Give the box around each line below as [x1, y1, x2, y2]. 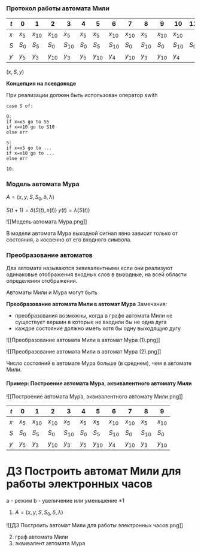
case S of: [6, 103, 33, 109]
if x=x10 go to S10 [6, 124, 55, 130]
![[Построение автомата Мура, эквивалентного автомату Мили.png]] [6, 393, 184, 400]
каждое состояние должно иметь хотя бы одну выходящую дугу [14, 325, 181, 332]
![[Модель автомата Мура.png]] [6, 217, 87, 225]
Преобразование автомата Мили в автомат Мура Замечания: [6, 301, 167, 308]
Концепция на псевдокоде [6, 80, 77, 87]
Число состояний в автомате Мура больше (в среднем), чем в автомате [6, 359, 192, 367]
